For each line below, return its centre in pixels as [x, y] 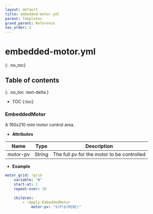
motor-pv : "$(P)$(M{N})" [56, 207]
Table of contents [32, 80]
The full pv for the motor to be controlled [99, 155]
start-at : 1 [26, 184]
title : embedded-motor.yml [32, 14]
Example [21, 166]
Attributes [23, 134]
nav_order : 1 [18, 28]
